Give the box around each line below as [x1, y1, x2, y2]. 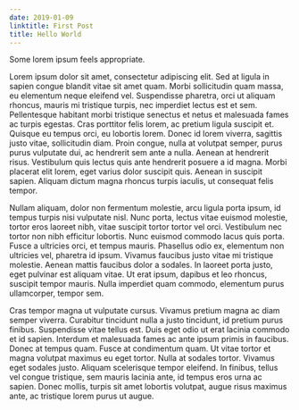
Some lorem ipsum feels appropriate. [9, 54, 145, 65]
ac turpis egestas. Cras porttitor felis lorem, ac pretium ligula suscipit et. [9, 119, 275, 130]
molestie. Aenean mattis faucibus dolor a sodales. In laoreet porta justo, [9, 260, 274, 271]
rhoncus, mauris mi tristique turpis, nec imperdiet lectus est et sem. [9, 100, 258, 111]
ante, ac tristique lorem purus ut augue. [9, 390, 154, 402]
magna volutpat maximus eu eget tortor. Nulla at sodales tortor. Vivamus [9, 353, 275, 364]
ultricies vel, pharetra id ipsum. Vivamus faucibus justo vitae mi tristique [9, 250, 274, 261]
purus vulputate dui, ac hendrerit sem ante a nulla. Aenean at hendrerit [9, 147, 270, 158]
